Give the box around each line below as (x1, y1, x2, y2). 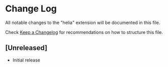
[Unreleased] (5, 43, 48, 52)
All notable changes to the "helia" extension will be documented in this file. (5, 19, 160, 25)
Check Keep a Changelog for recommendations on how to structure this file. (5, 29, 163, 35)
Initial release (12, 57, 40, 63)
